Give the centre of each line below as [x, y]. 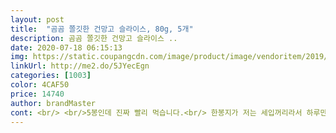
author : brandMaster [53, 103]
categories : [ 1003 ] [51, 76]
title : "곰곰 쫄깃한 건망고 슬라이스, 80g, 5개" [102, 29]
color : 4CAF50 [40, 85]
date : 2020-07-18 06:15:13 [66, 47]
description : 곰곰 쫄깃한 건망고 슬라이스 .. [94, 38]
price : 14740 [37, 94]
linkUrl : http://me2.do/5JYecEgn [80, 66]
